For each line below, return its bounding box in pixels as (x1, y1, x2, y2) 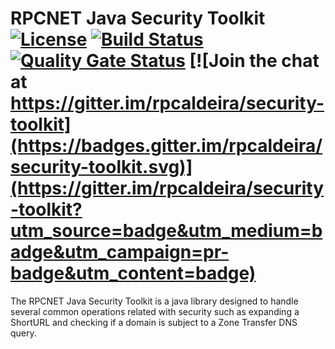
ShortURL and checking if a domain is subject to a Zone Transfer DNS (10, 316, 298, 328)
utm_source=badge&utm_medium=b (10, 220, 323, 242)
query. (10, 327, 37, 339)
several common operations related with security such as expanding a (10, 305, 300, 317)
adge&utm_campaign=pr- (10, 241, 230, 264)
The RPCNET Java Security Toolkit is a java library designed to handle (10, 295, 299, 307)
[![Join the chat (189, 50, 320, 72)
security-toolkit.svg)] (10, 156, 193, 179)
